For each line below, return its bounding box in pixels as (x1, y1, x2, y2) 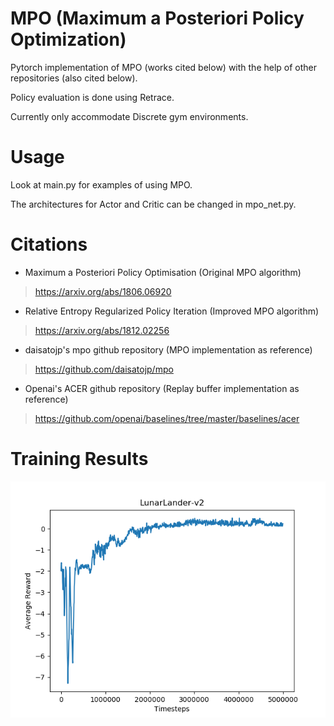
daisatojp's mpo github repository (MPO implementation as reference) (24, 343, 313, 356)
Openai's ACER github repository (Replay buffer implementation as (24, 382, 300, 394)
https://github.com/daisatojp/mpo (34, 363, 174, 375)
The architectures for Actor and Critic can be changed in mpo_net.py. (10, 198, 297, 210)
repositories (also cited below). (10, 72, 138, 84)
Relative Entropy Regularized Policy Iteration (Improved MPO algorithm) (24, 305, 320, 317)
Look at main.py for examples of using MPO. (10, 178, 193, 191)
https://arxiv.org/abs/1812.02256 (34, 324, 170, 336)
